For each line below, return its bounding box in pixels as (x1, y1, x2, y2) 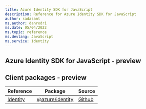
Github (78, 96, 94, 103)
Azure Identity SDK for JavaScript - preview (5, 57, 142, 65)
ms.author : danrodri (5, 20, 47, 26)
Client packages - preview (5, 73, 87, 82)
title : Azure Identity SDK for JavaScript (5, 7, 93, 12)
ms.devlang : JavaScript (5, 35, 54, 39)
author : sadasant (5, 16, 41, 21)
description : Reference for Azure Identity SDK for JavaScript (5, 12, 137, 17)
